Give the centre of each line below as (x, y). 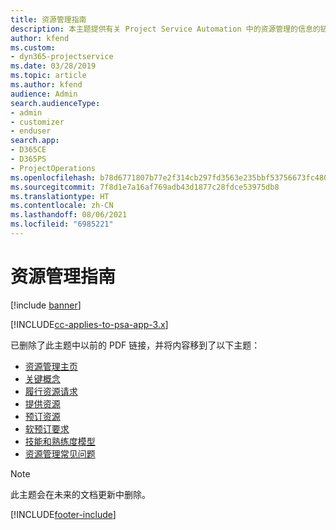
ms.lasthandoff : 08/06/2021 (69, 215)
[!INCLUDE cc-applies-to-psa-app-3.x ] (89, 324)
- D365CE (28, 150)
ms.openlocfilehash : (53, 177)
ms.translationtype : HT (60, 196)
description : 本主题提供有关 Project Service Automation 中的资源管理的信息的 (165, 29)
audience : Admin (44, 94)
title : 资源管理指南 (48, 19)
